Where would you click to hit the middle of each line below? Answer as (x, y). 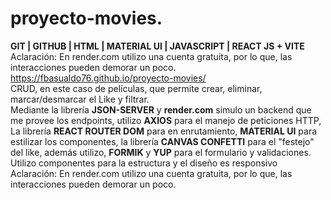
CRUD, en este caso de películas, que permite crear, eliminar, (136, 88)
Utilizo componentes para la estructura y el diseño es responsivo (144, 163)
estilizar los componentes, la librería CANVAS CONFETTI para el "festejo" (162, 141)
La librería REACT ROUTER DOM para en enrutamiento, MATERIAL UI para (164, 131)
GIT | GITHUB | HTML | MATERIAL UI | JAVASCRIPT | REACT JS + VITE (157, 46)
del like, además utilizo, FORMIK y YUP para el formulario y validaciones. (161, 152)
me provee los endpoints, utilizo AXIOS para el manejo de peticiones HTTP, (166, 120)
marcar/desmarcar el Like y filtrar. (80, 99)
